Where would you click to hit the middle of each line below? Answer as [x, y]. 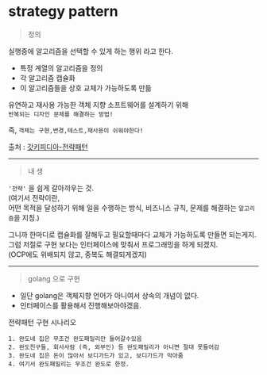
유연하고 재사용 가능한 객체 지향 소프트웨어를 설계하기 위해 [99, 105]
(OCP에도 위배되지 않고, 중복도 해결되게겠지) [77, 254]
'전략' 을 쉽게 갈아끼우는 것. [51, 188]
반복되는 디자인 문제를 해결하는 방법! [61, 114]
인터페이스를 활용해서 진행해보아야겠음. [80, 305]
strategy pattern [63, 11]
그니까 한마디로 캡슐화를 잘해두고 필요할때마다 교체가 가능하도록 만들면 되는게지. [132, 234]
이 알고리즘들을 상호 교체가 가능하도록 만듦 [86, 88]
